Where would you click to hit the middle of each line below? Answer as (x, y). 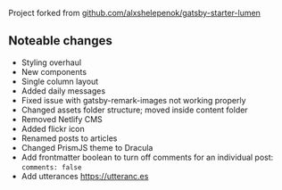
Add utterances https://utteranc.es (85, 176)
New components (54, 71)
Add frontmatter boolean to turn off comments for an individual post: (147, 157)
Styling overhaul (51, 62)
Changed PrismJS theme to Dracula (87, 147)
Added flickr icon (53, 128)
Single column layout (60, 81)
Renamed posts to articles (69, 138)
